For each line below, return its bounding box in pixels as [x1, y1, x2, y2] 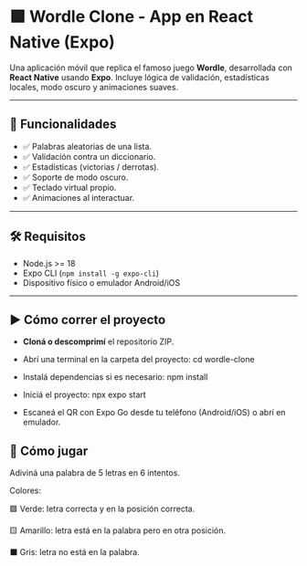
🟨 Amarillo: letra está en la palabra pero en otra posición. [9, 525, 227, 536]
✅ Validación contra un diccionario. [22, 151, 156, 162]
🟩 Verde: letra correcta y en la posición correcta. [9, 503, 196, 515]
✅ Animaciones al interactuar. [22, 192, 135, 203]
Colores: [9, 485, 42, 497]
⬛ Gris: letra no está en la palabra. [9, 547, 140, 558]
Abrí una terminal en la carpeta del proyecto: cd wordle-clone [22, 354, 255, 365]
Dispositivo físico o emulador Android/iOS [22, 277, 181, 288]
